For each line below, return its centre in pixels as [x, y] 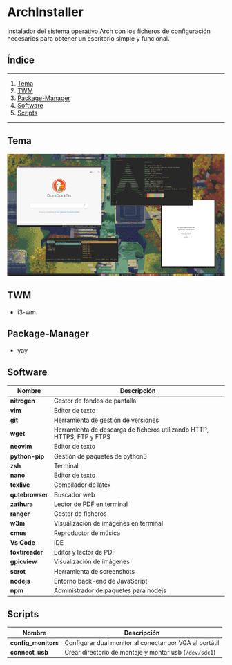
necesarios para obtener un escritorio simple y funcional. [89, 38]
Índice [21, 60]
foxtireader [27, 552]
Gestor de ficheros [80, 514]
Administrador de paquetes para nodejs [110, 590]
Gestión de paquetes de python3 [100, 456]
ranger [20, 514]
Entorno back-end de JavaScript [101, 581]
